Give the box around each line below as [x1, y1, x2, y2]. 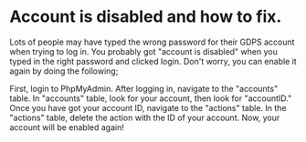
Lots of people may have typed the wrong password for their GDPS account [9, 36, 295, 47]
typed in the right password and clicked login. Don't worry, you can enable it [9, 56, 297, 66]
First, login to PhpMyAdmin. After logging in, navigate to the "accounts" [9, 83, 279, 94]
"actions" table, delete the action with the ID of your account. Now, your [9, 112, 280, 123]
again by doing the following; [9, 66, 119, 76]
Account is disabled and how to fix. [9, 6, 282, 27]
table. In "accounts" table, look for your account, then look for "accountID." [9, 93, 292, 104]
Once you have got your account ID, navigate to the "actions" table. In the [9, 102, 287, 113]
